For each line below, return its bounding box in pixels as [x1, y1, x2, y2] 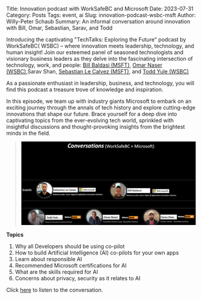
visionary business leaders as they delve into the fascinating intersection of [6, 55, 194, 62]
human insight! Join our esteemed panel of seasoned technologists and [6, 49, 184, 56]
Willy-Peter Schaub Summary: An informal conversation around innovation [6, 18, 191, 25]
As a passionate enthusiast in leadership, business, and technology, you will [6, 79, 194, 87]
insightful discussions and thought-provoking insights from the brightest [6, 123, 185, 130]
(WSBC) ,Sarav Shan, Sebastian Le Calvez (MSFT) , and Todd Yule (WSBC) [6, 68, 189, 75]
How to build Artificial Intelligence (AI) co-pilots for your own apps [14, 249, 179, 256]
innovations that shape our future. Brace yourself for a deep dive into [6, 111, 177, 117]
